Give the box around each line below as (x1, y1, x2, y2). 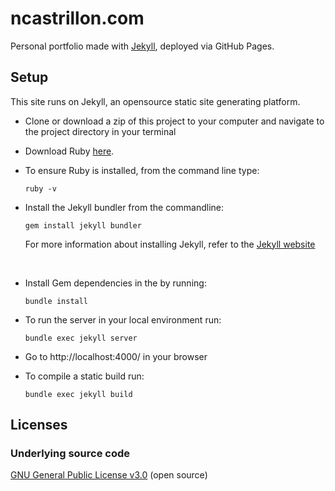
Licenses (10, 417, 68, 434)
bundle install (24, 296, 89, 306)
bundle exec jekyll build (24, 389, 133, 399)
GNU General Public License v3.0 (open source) (10, 469, 208, 481)
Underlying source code (10, 447, 131, 461)
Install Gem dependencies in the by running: (24, 277, 207, 289)
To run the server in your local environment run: (24, 313, 222, 326)
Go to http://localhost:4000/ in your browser (24, 350, 208, 362)
